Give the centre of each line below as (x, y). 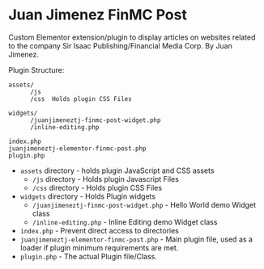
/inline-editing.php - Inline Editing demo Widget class (125, 222)
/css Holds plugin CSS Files (81, 99)
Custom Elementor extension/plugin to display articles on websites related (132, 37)
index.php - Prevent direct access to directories (100, 230)
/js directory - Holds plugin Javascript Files (106, 179)
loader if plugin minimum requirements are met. (99, 247)
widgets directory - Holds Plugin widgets (88, 196)
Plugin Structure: (36, 69)
